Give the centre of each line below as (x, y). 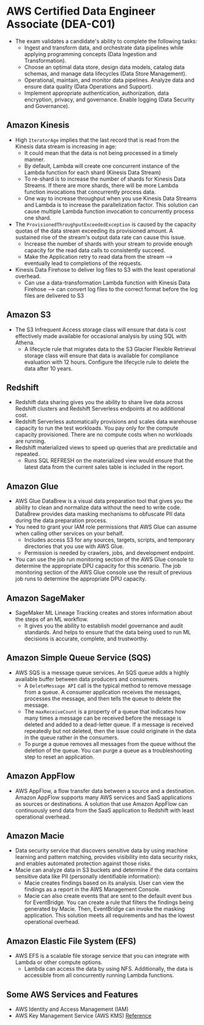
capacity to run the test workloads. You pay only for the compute (97, 428)
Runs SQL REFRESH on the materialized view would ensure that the (109, 461)
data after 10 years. (48, 368)
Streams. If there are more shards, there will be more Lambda (101, 185)
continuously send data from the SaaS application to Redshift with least (105, 810)
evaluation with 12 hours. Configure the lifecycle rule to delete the (107, 362)
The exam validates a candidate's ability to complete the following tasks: (106, 41)
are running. (30, 441)
